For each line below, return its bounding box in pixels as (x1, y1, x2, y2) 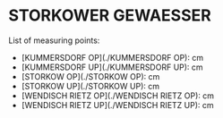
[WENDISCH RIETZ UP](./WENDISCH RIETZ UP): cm (21, 99, 214, 110)
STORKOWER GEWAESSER (8, 5, 211, 26)
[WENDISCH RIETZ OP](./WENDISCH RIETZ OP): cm (21, 90, 215, 101)
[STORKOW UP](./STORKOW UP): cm (21, 80, 160, 91)
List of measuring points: (8, 35, 100, 46)
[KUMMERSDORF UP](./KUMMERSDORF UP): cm (21, 62, 203, 72)
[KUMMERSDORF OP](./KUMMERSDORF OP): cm (21, 52, 203, 63)
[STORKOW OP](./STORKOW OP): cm (21, 71, 160, 81)
